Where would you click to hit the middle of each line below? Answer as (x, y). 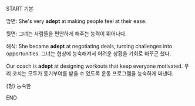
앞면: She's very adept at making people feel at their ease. (76, 21)
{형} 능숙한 (19, 86)
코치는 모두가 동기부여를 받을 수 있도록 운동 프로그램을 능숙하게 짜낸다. (93, 73)
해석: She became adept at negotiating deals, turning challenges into (89, 46)
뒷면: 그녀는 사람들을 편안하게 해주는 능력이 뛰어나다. (66, 34)
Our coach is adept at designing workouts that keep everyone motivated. (95, 66)
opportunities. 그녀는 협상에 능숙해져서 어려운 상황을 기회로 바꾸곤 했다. (89, 54)
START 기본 (20, 9)
